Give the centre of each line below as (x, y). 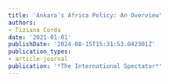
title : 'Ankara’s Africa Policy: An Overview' (85, 15)
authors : (22, 23)
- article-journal (38, 59)
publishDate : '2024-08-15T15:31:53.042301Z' (82, 45)
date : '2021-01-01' (40, 37)
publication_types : (40, 52)
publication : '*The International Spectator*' (85, 66)
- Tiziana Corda (34, 30)
